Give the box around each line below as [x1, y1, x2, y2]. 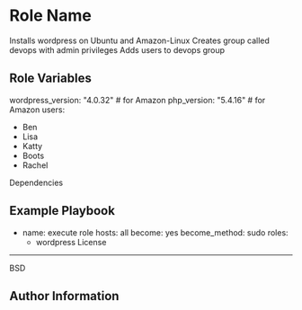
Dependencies [9, 177, 64, 188]
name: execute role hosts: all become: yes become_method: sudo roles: [22, 226, 289, 238]
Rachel [22, 159, 49, 171]
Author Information [9, 288, 120, 304]
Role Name [9, 5, 92, 26]
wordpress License [35, 236, 107, 247]
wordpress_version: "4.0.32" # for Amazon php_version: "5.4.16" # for [9, 94, 266, 105]
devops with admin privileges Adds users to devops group [9, 44, 226, 55]
